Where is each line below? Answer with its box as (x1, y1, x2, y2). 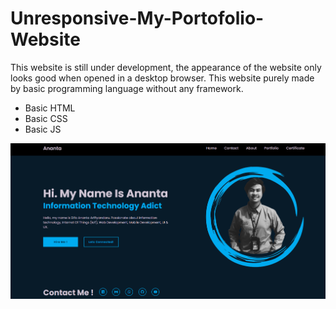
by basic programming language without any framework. (10, 82, 244, 94)
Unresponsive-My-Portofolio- (10, 7, 265, 30)
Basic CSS (24, 112, 68, 124)
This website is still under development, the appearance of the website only (10, 61, 322, 73)
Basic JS (24, 123, 62, 135)
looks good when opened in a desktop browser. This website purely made (10, 72, 315, 84)
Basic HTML (24, 102, 76, 114)
